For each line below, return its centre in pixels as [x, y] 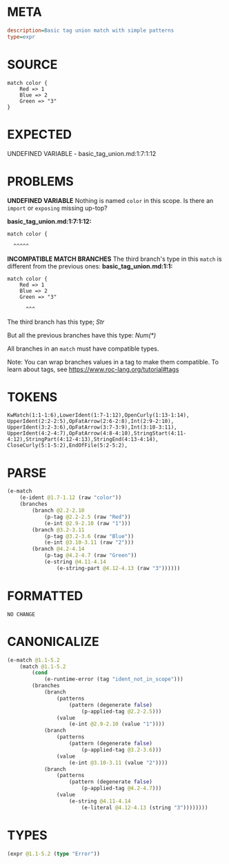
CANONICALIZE [53, 641]
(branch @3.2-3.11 [58, 530]
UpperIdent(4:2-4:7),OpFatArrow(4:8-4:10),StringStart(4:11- [97, 433]
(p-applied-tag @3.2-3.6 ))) [121, 749]
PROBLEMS [40, 181]
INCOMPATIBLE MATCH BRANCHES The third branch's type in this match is [114, 259]
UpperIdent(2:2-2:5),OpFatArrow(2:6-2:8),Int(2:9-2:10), [91, 422]
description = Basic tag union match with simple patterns [91, 30]
